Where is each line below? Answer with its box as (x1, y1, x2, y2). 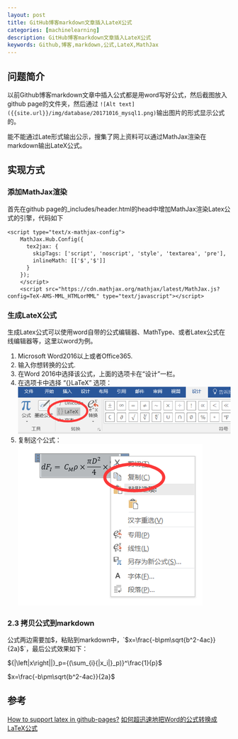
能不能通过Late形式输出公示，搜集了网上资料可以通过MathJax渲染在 (7, 132, 207, 141)
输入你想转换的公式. (17, 360, 76, 369)
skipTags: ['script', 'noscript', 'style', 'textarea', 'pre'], (33, 249, 227, 257)
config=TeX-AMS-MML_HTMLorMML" (7, 292, 100, 300)
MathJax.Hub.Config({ (20, 235, 84, 243)
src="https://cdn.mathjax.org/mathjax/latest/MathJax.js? (45, 285, 220, 293)
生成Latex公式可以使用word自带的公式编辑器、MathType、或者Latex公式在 (7, 328, 225, 336)
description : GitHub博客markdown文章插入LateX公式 (7, 34, 152, 41)
